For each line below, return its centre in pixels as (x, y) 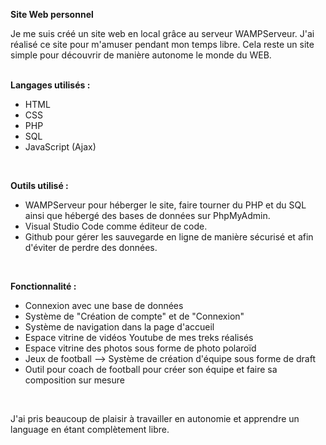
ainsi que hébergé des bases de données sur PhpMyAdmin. (147, 215)
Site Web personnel (52, 14)
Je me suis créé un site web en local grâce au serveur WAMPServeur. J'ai (162, 33)
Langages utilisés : (50, 85)
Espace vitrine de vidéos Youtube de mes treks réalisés (139, 337)
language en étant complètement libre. (90, 429)
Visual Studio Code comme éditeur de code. (116, 226)
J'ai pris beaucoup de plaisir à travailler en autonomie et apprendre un (155, 418)
